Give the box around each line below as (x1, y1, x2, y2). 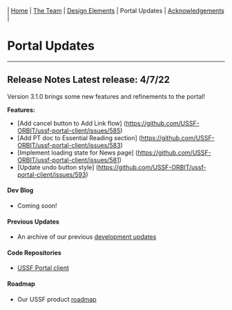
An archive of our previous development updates (17, 233, 157, 241)
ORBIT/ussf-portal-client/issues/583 (17, 141, 121, 149)
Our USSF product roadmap (17, 295, 97, 303)
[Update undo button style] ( (17, 163, 99, 171)
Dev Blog (7, 186, 34, 195)
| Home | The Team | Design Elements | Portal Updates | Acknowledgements (7, 7, 224, 14)
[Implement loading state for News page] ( (17, 148, 138, 157)
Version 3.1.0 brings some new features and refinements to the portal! (7, 92, 206, 100)
